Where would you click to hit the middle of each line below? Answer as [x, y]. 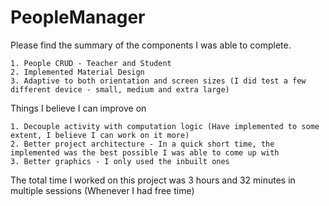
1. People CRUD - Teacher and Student [91, 63]
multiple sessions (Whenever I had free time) [102, 190]
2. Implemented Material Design [77, 72]
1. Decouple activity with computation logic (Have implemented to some [165, 126]
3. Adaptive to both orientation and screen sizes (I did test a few [158, 81]
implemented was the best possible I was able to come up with [145, 152]
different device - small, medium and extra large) [120, 89]
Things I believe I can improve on [78, 108]
